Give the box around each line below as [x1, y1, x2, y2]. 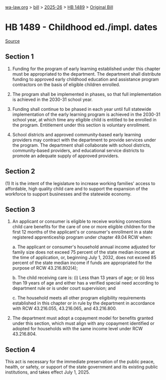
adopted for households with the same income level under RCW [12, 326, 143, 332]
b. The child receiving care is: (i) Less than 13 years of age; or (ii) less [12, 275, 155, 281]
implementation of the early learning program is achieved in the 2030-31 [12, 111, 161, 117]
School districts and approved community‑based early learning [12, 131, 141, 137]
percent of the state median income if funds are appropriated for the [12, 260, 152, 266]
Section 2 [5, 167, 36, 176]
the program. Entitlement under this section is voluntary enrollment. [12, 122, 150, 128]
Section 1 [5, 52, 34, 61]
